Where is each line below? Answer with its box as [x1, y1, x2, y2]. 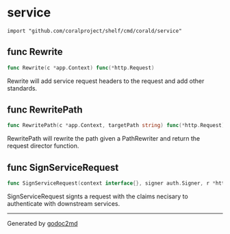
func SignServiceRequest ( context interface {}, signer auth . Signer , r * [7, 180, 216, 187]
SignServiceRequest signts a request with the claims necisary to [7, 192, 188, 200]
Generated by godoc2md [7, 220, 78, 227]
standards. [7, 84, 38, 92]
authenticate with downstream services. [7, 200, 120, 207]
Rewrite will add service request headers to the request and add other [7, 77, 205, 85]
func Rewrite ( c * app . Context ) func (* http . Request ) [7, 64, 155, 71]
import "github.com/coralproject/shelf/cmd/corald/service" [7, 27, 183, 34]
